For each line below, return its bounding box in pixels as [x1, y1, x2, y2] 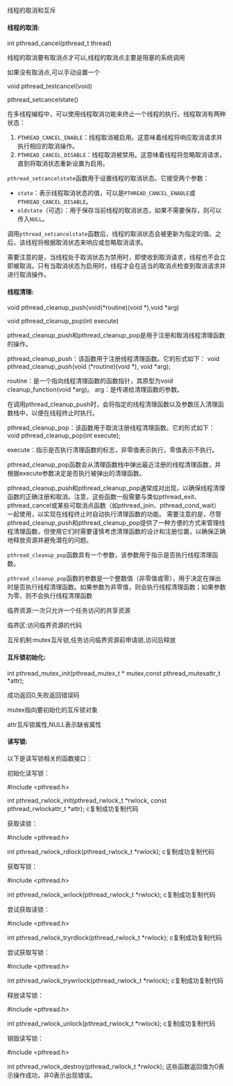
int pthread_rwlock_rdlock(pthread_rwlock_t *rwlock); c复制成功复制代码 [7, 847, 215, 855]
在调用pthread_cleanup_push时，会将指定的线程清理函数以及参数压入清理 [7, 400, 218, 408]
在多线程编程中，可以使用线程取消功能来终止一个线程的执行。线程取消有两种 [7, 110, 226, 118]
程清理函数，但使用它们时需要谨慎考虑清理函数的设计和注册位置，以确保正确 [7, 527, 226, 536]
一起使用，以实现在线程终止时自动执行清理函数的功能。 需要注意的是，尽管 [7, 510, 222, 519]
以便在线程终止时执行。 [31, 409, 98, 417]
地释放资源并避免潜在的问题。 [7, 536, 92, 544]
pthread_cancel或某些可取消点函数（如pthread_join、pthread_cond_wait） [7, 501, 221, 510]
